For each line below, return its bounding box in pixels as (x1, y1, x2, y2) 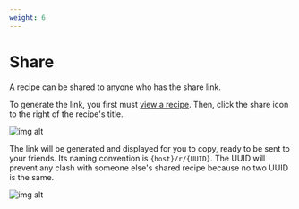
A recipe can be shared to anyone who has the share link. (9, 82, 221, 92)
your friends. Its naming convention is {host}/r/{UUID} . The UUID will (9, 152, 266, 163)
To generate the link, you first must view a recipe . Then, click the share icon (9, 99, 289, 109)
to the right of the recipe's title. (9, 109, 124, 119)
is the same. (9, 171, 55, 182)
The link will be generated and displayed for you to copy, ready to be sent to (9, 143, 291, 153)
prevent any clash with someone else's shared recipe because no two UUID (9, 162, 289, 173)
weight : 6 (9, 13, 47, 22)
